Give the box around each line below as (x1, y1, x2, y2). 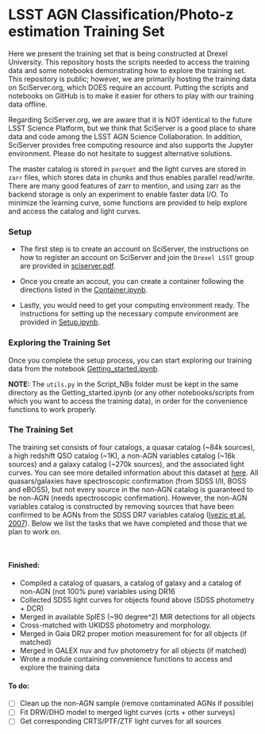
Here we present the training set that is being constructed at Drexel (8, 49, 229, 58)
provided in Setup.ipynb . (19, 317, 101, 327)
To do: (8, 681, 30, 690)
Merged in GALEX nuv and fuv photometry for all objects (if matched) (19, 646, 248, 655)
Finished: (8, 561, 40, 570)
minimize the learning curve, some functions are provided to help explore (8, 197, 248, 208)
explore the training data (19, 662, 101, 673)
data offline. (8, 99, 48, 109)
